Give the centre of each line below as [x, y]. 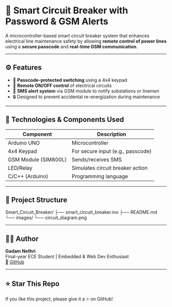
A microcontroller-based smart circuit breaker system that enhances [77, 35]
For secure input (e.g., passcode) [112, 151]
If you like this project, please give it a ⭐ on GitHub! [59, 299]
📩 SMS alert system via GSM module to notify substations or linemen [86, 91]
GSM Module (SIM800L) [37, 159]
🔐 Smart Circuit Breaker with [67, 11]
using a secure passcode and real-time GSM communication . [72, 46]
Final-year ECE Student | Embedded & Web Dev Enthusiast [67, 257]
